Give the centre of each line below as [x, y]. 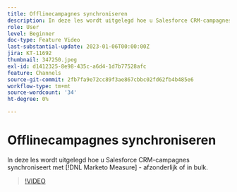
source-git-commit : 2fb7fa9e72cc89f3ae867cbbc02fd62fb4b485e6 [101, 79]
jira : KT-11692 [30, 54]
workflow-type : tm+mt [39, 86]
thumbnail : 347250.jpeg [42, 60]
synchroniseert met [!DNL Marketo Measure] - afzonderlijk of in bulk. [108, 167]
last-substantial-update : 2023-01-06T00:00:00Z [79, 47]
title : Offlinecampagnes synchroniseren [68, 14]
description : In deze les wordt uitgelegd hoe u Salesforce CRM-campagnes [120, 20]
